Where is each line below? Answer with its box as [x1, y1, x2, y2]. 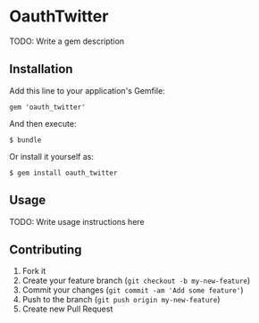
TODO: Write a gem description [9, 36, 125, 46]
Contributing [9, 242, 82, 257]
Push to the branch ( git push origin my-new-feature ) [21, 294, 221, 305]
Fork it [21, 266, 46, 277]
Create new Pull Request [21, 303, 113, 314]
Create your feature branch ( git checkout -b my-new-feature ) [21, 275, 251, 286]
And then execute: [9, 118, 77, 128]
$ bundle [9, 136, 42, 145]
